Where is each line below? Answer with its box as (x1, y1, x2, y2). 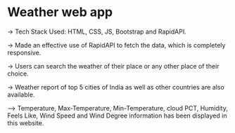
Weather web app (7, 4, 113, 20)
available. (7, 90, 35, 99)
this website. (7, 118, 44, 127)
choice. (7, 69, 30, 78)
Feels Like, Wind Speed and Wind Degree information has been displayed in (7, 111, 227, 120)
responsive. (7, 48, 42, 57)
